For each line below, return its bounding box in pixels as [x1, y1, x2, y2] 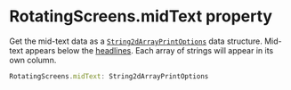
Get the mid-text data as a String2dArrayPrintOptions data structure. [9, 36, 263, 46]
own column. [9, 54, 57, 65]
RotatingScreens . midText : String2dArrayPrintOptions [9, 71, 209, 81]
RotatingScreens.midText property [9, 6, 273, 27]
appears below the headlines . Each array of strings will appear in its [25, 45, 274, 55]
